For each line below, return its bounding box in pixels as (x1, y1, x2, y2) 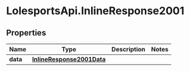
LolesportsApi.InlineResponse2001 (6, 4, 185, 18)
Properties (6, 28, 46, 38)
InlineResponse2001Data (32, 55, 106, 63)
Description (111, 46, 146, 53)
